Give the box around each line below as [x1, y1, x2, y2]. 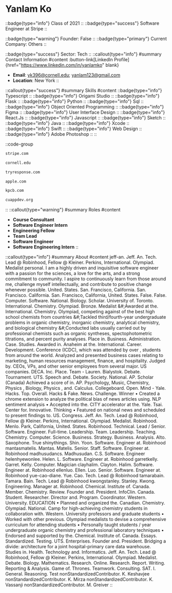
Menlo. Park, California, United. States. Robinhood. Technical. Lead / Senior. [5, 423, 166, 429]
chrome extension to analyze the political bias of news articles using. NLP [5, 396, 161, 402]
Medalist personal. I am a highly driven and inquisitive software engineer [5, 265, 159, 271]
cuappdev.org [5, 197, 33, 203]
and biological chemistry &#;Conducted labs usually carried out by [5, 325, 146, 331]
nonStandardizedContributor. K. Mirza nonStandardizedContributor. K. [5, 577, 154, 583]
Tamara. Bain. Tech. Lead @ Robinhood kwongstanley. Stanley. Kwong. [5, 478, 156, 484]
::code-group [5, 141, 33, 147]
